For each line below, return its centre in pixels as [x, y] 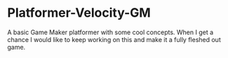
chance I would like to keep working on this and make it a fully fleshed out [114, 39]
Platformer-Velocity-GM [79, 13]
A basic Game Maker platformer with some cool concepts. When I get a [110, 32]
